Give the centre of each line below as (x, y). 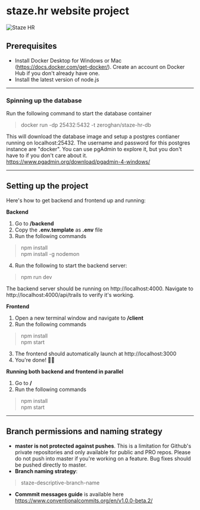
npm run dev (36, 277)
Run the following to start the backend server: (71, 265)
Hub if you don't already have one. (57, 73)
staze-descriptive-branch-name (60, 483)
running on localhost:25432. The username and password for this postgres (98, 143)
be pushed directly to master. (51, 465)
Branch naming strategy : (46, 471)
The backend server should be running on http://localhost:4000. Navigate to (100, 288)
